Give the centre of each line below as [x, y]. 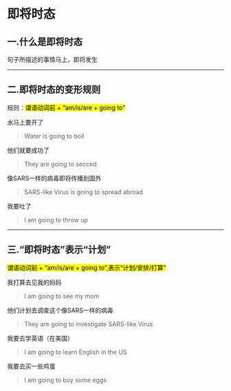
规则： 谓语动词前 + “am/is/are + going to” [66, 107]
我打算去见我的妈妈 [34, 282]
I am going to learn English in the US [75, 352]
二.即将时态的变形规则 [54, 90]
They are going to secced [60, 164]
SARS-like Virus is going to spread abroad [83, 192]
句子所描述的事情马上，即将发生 [52, 60]
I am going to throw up [56, 220]
